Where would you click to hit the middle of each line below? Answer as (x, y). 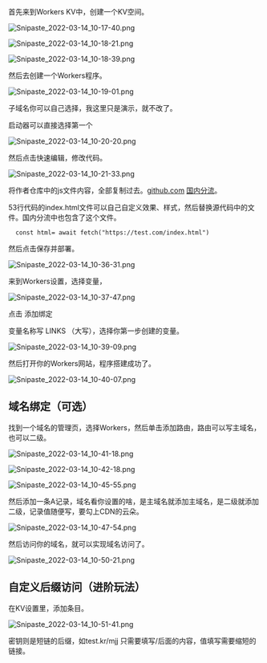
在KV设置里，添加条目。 (49, 608)
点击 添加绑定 (30, 314)
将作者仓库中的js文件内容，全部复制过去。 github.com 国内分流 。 (115, 190)
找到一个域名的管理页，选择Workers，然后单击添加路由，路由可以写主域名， (135, 427)
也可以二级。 (29, 437)
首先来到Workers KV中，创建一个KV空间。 (79, 12)
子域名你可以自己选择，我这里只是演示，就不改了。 (93, 108)
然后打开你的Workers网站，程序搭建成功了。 (82, 363)
